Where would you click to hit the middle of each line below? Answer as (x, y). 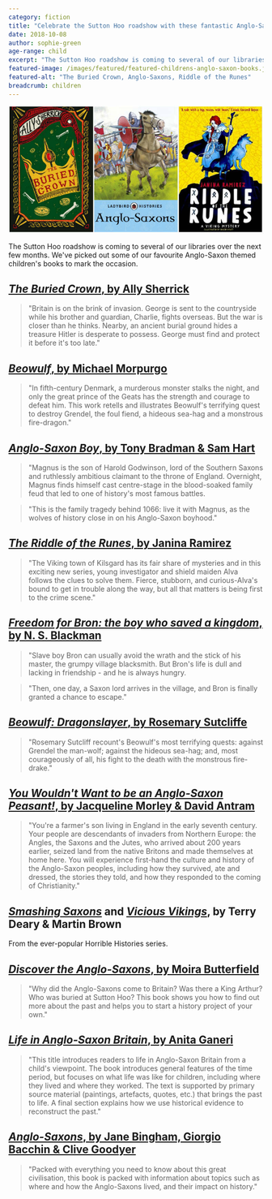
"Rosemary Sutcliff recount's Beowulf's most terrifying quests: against (146, 742)
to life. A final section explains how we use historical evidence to (136, 1102)
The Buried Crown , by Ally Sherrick (99, 289)
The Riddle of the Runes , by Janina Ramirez (120, 543)
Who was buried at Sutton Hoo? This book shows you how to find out (144, 997)
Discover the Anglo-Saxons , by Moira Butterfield (134, 969)
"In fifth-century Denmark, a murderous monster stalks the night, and (144, 388)
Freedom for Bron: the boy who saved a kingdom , (136, 623)
